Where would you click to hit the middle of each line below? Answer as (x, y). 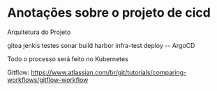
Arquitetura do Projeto (39, 32)
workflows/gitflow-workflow (48, 80)
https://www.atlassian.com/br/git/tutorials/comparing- (109, 72)
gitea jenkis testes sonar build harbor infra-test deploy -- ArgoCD (101, 45)
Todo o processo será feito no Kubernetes (68, 59)
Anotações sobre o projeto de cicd (109, 13)
